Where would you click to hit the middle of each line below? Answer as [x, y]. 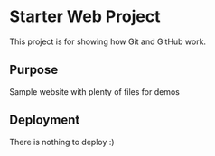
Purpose [34, 70]
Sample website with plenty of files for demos [95, 91]
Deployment [45, 120]
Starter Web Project [85, 17]
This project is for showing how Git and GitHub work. [107, 41]
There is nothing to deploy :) [62, 142]
